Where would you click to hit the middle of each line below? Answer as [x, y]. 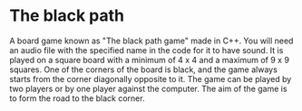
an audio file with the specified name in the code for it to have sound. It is [146, 50]
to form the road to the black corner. [77, 98]
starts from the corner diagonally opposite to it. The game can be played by [151, 79]
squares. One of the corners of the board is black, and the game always [144, 69]
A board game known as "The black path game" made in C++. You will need [151, 41]
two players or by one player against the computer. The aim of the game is [148, 88]
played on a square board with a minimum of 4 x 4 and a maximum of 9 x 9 [150, 60]
